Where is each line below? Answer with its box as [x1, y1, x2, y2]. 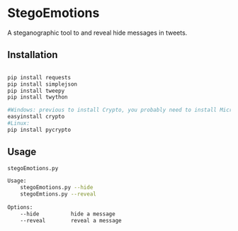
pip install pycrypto [7, 126, 72, 133]
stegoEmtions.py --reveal [20, 191, 97, 198]
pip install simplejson [7, 80, 78, 88]
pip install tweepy [7, 87, 65, 94]
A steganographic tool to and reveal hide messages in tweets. [7, 28, 188, 37]
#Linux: [7, 120, 30, 127]
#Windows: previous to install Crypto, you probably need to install [7, 106, 217, 114]
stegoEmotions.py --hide [20, 184, 93, 191]
